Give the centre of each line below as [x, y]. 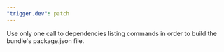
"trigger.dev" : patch [38, 14]
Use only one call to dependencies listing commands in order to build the [112, 33]
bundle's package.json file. [45, 41]
